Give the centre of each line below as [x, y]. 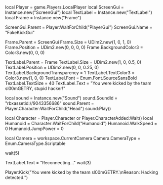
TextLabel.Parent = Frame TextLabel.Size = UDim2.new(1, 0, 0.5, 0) [73, 62]
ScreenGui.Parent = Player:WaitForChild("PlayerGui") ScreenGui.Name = [79, 27]
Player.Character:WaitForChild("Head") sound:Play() [58, 109]
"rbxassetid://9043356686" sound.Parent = [50, 103]
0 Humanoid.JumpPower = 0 [34, 129]
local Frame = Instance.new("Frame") [43, 18]
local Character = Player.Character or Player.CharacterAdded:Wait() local [79, 118]
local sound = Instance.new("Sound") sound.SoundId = [61, 98]
